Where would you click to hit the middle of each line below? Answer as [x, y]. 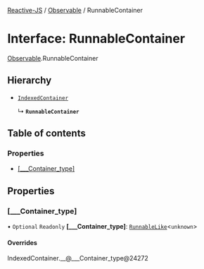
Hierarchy [30, 80]
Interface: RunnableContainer [96, 39]
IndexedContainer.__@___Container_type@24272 [78, 258]
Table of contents [46, 133]
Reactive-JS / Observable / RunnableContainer [75, 10]
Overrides [22, 242]
